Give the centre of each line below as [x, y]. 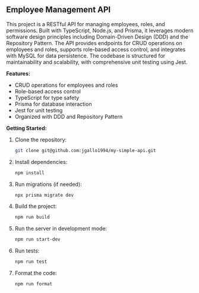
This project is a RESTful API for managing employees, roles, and [86, 24]
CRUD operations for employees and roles [66, 85]
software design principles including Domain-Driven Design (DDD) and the [97, 37]
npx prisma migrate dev [44, 195]
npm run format [34, 284]
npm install [29, 173]
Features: [18, 73]
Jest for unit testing [39, 110]
